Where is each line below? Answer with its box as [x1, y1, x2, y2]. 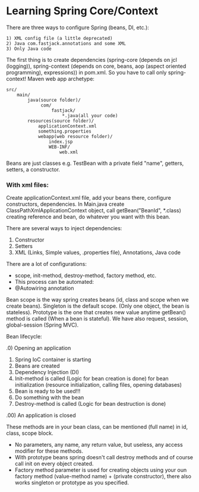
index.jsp [48, 139, 73, 145]
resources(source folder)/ [27, 118, 94, 124]
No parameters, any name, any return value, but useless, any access [14, 441, 183, 449]
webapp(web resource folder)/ [37, 133, 113, 139]
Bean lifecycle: [6, 333, 43, 340]
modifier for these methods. [14, 447, 83, 455]
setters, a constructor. [6, 165, 61, 173]
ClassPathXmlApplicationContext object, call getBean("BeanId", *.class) [6, 207, 181, 214]
